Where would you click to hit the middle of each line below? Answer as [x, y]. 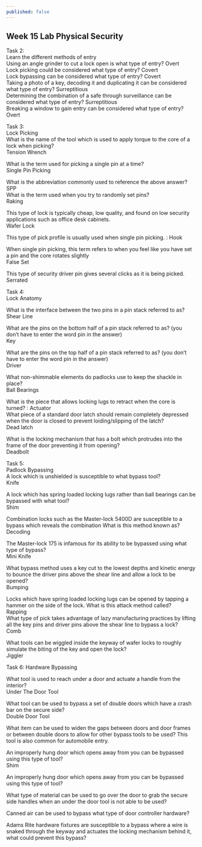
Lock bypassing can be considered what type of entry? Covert [84, 77]
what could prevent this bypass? [46, 838]
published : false [28, 12]
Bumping [17, 587]
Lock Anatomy [24, 298]
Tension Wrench [26, 152]
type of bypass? [26, 550]
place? [14, 383]
